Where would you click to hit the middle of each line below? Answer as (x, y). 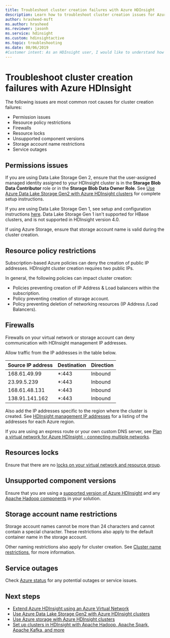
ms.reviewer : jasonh (27, 29)
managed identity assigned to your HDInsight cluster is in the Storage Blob (83, 183)
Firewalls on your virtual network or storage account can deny (70, 337)
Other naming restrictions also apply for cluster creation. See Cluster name (83, 547)
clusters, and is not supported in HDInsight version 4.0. (63, 220)
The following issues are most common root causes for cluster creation (79, 102)
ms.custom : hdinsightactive (35, 38)
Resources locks (32, 453)
